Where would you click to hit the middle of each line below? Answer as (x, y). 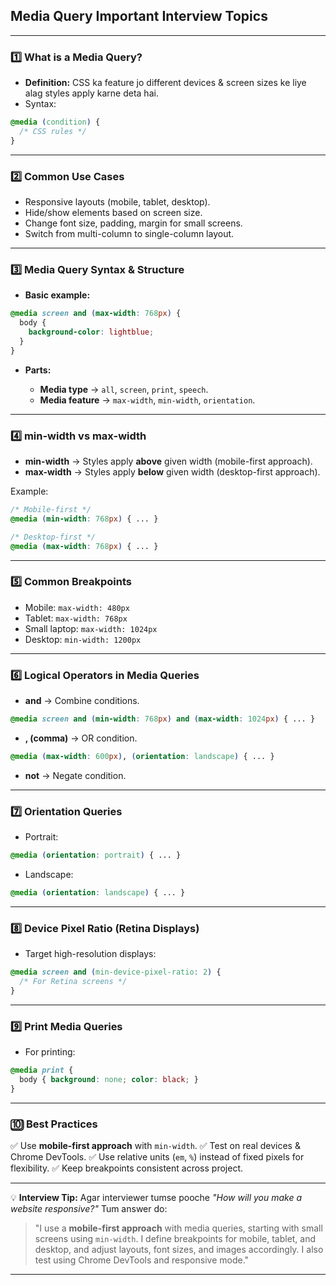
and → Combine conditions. (82, 701)
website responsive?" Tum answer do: (89, 1209)
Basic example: (57, 295)
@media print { (42, 1070)
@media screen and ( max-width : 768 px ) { (96, 314)
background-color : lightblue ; (91, 332)
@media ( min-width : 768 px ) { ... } (84, 519)
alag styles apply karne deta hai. (91, 93)
